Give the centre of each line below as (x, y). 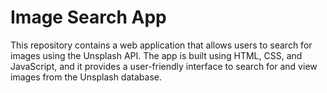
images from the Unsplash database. (86, 77)
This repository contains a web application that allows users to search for (161, 45)
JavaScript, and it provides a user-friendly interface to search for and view (164, 66)
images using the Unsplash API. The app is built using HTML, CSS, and (156, 55)
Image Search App (88, 17)
